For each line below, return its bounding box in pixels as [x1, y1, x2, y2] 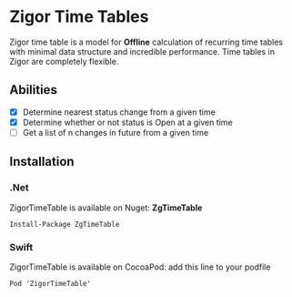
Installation [9, 154, 75, 169]
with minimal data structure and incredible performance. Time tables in [9, 46, 276, 56]
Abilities [9, 82, 57, 97]
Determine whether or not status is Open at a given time [22, 117, 234, 128]
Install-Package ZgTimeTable [9, 220, 120, 229]
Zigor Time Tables [9, 6, 149, 27]
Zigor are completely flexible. [9, 56, 119, 67]
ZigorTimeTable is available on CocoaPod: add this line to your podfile [9, 261, 271, 272]
